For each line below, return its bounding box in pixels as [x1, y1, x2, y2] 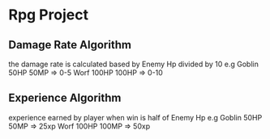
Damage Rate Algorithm [8, 38, 132, 52]
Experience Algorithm [8, 91, 122, 105]
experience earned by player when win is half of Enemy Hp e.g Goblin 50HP [8, 112, 263, 122]
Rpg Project [8, 6, 89, 24]
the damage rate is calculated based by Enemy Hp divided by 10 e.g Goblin [8, 59, 259, 69]
